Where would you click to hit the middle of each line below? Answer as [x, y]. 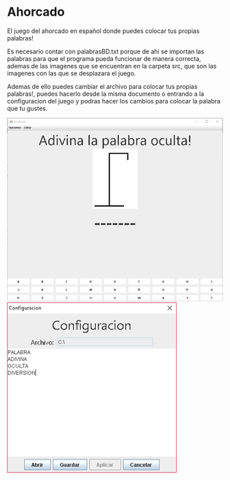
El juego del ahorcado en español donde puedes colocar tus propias [103, 31]
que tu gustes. [27, 108]
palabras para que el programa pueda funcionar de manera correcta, [104, 58]
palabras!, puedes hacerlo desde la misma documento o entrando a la [106, 94]
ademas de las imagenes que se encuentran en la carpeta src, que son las [112, 66]
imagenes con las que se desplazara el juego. [72, 73]
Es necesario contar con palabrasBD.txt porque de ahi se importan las [106, 51]
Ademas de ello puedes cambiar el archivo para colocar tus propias [102, 86]
